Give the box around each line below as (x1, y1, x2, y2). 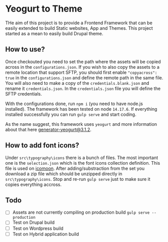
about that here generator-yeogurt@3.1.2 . (5, 126, 92, 132)
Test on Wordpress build (12, 225, 64, 231)
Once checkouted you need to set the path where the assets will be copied (5, 59, 161, 65)
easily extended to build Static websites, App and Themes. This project (5, 25, 153, 31)
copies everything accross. (5, 181, 62, 187)
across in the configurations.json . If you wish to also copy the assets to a (5, 64, 160, 70)
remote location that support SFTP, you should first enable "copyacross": (5, 69, 157, 75)
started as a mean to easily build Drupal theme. (5, 30, 103, 36)
